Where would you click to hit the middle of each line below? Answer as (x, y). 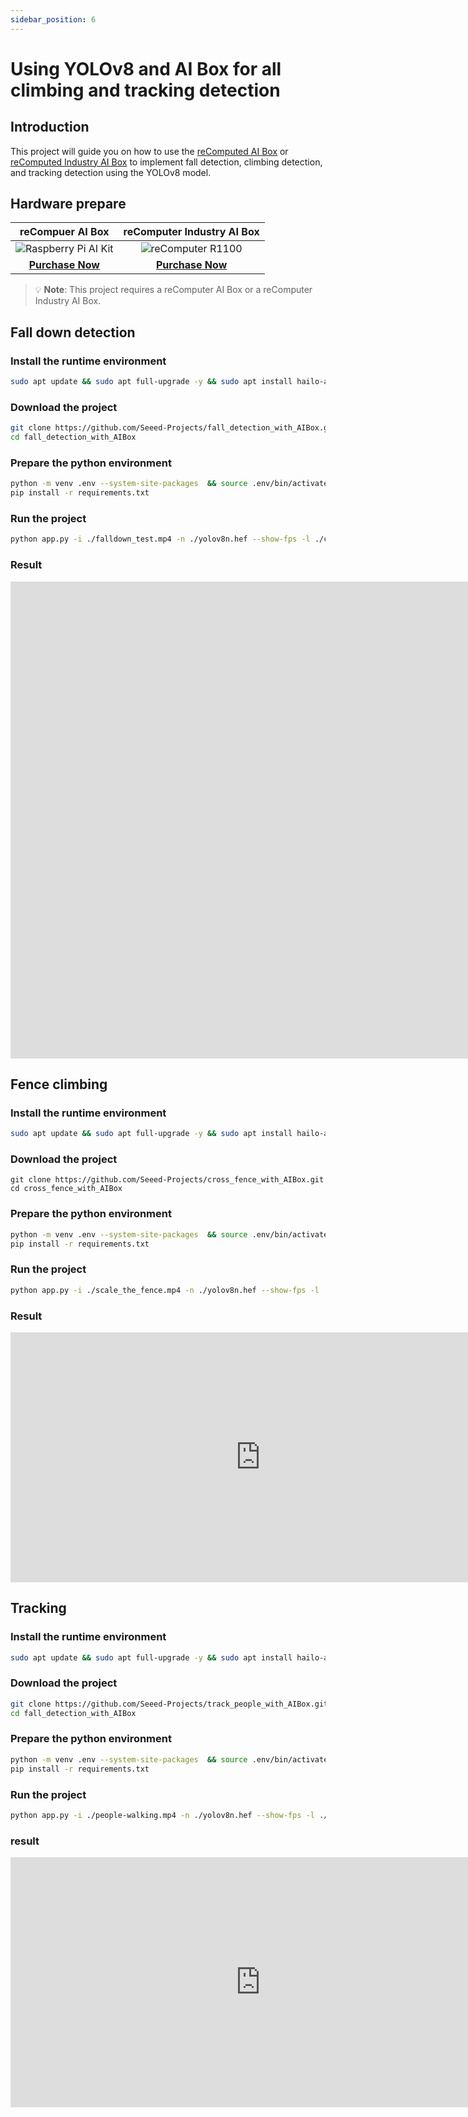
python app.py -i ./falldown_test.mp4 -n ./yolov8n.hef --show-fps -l (160, 539)
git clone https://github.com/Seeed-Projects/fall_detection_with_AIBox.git (174, 428)
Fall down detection (73, 332)
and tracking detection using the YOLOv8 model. (111, 172)
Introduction (50, 127)
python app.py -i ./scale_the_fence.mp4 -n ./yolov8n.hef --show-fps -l (165, 1290)
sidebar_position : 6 (53, 19)
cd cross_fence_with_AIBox (66, 1189)
